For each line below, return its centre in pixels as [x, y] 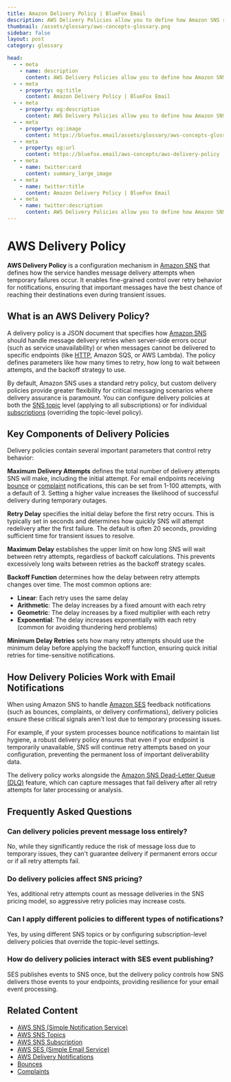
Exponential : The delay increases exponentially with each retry [107, 620]
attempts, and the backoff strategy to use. [67, 369]
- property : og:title [50, 90]
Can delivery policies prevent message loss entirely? [97, 831]
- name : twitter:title [52, 186]
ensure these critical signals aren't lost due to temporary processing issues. [114, 719]
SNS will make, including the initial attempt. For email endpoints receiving [111, 479]
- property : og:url [47, 148]
